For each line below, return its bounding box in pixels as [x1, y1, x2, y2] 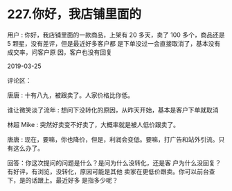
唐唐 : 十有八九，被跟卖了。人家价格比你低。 [7, 91, 134, 99]
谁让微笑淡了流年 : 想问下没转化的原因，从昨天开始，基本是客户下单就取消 [7, 106, 219, 114]
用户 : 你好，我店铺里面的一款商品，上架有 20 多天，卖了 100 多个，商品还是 [7, 31, 225, 39]
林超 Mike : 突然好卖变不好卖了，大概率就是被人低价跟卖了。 [7, 120, 180, 128]
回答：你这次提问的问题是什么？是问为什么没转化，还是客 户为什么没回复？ [7, 158, 222, 167]
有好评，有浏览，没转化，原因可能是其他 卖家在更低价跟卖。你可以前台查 [7, 167, 215, 176]
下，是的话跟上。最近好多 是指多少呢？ [7, 176, 118, 184]
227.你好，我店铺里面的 [7, 6, 142, 22]
